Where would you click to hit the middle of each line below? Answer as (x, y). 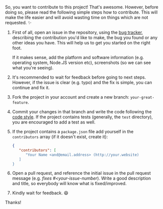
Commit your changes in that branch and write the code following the (82, 112)
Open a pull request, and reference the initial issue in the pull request (81, 173)
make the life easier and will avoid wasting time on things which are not (77, 17)
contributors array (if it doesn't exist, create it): (60, 137)
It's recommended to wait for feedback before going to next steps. (79, 77)
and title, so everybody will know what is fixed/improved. (69, 184)
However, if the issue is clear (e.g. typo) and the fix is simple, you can (82, 82)
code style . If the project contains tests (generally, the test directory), (82, 117)
